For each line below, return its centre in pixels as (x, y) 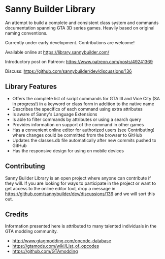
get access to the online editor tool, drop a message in (60, 188)
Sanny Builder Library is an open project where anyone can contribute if (78, 178)
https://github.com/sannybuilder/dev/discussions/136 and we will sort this (80, 194)
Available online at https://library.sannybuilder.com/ (57, 52)
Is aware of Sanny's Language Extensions (55, 114)
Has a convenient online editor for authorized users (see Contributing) (83, 130)
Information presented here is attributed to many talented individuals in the (81, 226)
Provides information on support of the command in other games (78, 124)
